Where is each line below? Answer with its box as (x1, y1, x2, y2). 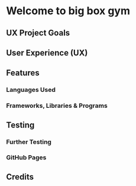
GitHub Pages (6, 153, 47, 162)
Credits (6, 172, 34, 182)
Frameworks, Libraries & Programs (6, 102, 108, 110)
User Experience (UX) (6, 47, 88, 57)
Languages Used (6, 86, 56, 94)
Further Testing (6, 137, 52, 146)
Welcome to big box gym (6, 4, 131, 18)
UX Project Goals (6, 28, 70, 38)
